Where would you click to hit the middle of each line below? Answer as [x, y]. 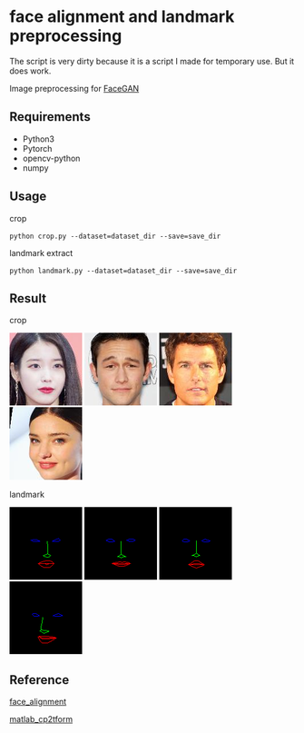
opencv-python [51, 158]
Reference [39, 680]
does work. [30, 71]
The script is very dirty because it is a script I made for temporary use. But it [152, 61]
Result [28, 298]
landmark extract [41, 253]
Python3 [38, 139]
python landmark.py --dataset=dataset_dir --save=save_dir [123, 271]
